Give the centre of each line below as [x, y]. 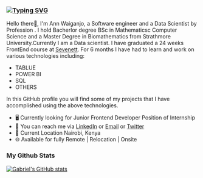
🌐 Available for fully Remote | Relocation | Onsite [76, 140]
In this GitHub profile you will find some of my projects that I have [88, 99]
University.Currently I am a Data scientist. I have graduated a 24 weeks [95, 43]
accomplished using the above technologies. [62, 105]
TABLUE [26, 68]
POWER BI [28, 74]
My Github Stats [31, 155]
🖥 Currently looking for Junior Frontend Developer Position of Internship [105, 118]
